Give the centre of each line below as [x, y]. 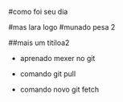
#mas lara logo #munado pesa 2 [62, 27]
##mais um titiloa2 [39, 43]
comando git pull [48, 74]
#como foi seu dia [38, 12]
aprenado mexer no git [57, 58]
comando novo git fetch [59, 89]
